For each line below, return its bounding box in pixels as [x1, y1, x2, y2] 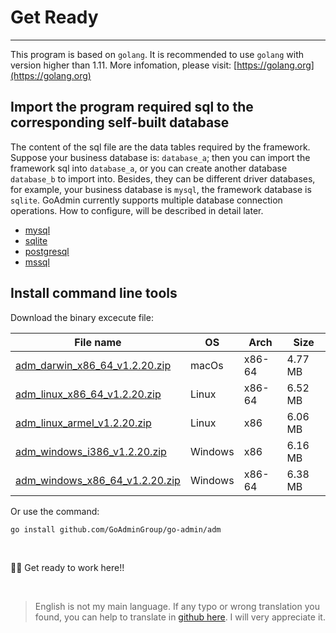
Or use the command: [10, 505, 100, 517]
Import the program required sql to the [10, 99, 254, 116]
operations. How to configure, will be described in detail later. [10, 204, 264, 216]
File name [74, 335, 122, 349]
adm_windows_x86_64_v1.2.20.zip [15, 473, 181, 487]
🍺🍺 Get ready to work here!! [10, 561, 125, 573]
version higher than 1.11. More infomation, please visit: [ [10, 59, 238, 71]
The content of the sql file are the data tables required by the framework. [10, 141, 311, 153]
